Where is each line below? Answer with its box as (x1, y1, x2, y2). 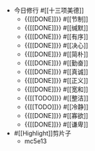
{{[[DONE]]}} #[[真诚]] (24, 67, 89, 76)
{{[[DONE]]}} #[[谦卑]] (24, 120, 89, 129)
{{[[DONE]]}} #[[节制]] (24, 15, 89, 23)
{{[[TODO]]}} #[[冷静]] (24, 103, 89, 111)
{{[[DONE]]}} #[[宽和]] (24, 85, 89, 93)
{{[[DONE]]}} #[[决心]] (24, 41, 89, 49)
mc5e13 (24, 137, 47, 145)
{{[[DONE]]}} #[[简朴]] (24, 50, 89, 58)
